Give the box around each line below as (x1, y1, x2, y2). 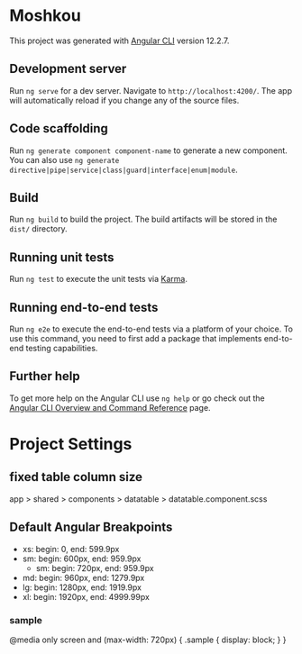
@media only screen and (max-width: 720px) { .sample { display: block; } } (9, 634, 287, 645)
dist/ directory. (9, 223, 68, 234)
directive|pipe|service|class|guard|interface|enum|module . (9, 164, 238, 175)
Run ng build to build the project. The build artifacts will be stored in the (9, 213, 278, 225)
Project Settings (9, 434, 133, 454)
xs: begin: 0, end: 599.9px (22, 543, 120, 554)
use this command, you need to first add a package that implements (9, 333, 262, 343)
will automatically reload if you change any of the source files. (9, 95, 240, 105)
